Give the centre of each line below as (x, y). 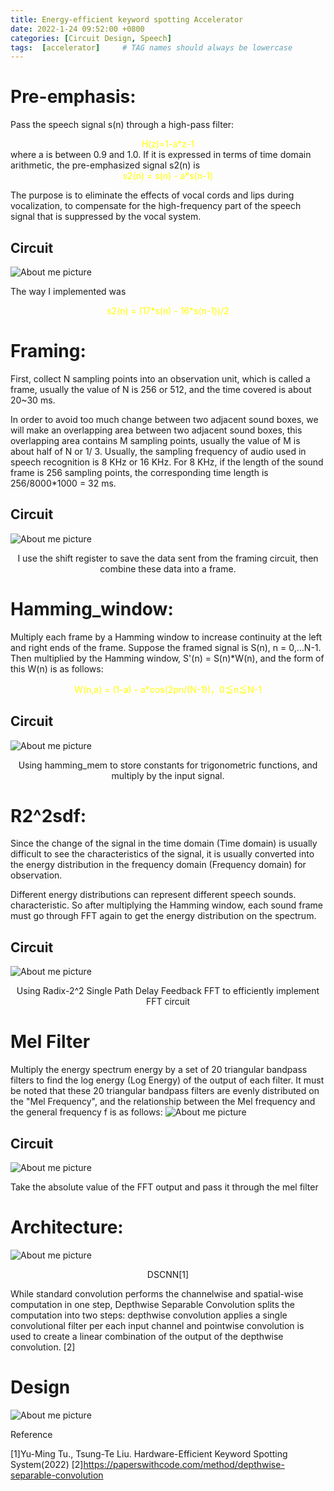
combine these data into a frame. (168, 568)
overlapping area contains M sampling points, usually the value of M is (155, 440)
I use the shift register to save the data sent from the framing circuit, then (168, 558)
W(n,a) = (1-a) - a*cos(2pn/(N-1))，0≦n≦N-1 (168, 689)
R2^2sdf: (48, 815)
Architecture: (67, 1227)
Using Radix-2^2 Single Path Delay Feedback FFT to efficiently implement (168, 991)
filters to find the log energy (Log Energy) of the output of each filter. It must (167, 1080)
